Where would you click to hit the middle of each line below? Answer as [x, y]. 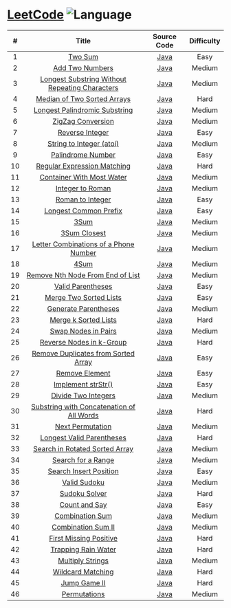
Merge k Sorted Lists [83, 320]
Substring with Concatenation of [83, 406]
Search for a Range [84, 459]
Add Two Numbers [83, 67]
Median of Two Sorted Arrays [83, 98]
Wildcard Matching [83, 572]
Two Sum [83, 56]
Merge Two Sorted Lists [83, 297]
